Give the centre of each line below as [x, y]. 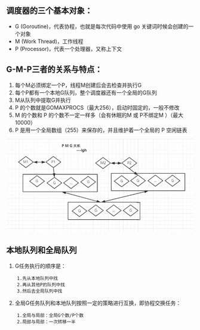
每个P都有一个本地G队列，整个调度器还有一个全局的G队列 [86, 92]
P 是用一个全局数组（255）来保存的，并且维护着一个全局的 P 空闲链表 [101, 130]
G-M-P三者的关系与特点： [54, 70]
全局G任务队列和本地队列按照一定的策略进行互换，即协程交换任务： [98, 303]
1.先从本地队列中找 [38, 278]
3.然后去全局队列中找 [40, 291]
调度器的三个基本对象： [49, 11]
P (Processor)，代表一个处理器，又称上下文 [68, 49]
